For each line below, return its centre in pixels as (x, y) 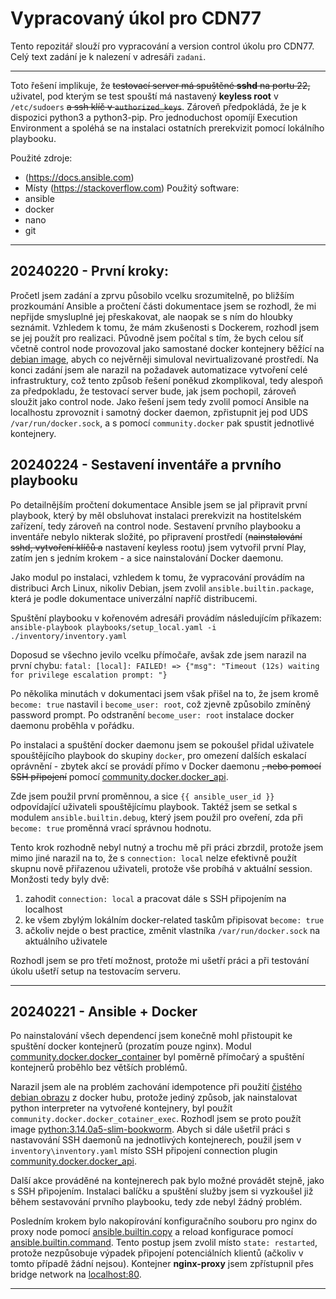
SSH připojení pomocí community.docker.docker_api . (119, 776)
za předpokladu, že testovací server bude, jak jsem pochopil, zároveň (153, 391)
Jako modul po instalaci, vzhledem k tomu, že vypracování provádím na (157, 577)
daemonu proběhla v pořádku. (72, 725)
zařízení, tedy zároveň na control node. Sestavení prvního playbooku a (156, 526)
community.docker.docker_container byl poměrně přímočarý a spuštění (157, 1057)
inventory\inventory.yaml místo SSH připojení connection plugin (144, 1151)
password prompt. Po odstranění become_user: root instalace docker (152, 714)
